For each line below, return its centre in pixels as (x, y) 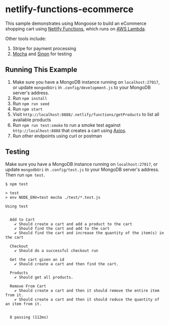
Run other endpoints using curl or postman (57, 136)
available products (32, 120)
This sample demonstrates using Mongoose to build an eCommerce (76, 23)
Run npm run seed (31, 103)
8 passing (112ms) (29, 317)
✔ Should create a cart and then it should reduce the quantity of (87, 299)
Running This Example (41, 70)
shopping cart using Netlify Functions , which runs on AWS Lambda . (76, 28)
